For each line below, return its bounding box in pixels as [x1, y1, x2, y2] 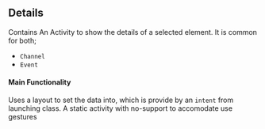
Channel [19, 52, 45, 60]
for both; [8, 36, 37, 45]
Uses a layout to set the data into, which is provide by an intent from [8, 95, 234, 105]
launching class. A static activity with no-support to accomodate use [8, 104, 232, 113]
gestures [8, 112, 37, 122]
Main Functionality [8, 78, 71, 87]
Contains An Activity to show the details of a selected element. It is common [8, 27, 258, 36]
